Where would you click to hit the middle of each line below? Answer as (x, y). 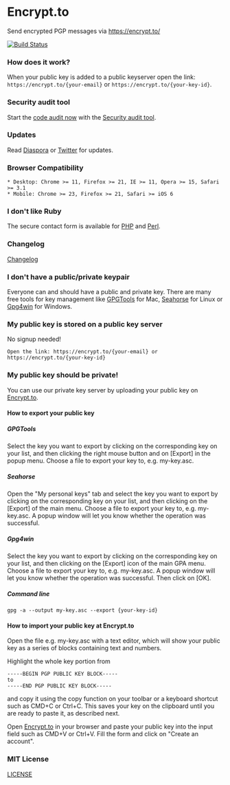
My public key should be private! (63, 375)
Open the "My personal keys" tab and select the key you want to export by (113, 494)
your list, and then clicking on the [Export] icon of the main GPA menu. (106, 564)
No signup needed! (34, 339)
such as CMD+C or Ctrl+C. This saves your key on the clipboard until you (111, 706)
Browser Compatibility (45, 168)
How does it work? (39, 62)
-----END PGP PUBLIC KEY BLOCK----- (59, 686)
